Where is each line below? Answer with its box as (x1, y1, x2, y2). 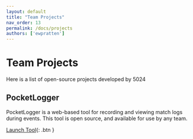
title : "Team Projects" (6, 14, 65, 20)
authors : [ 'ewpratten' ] (6, 31, 65, 37)
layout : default (6, 8, 46, 15)
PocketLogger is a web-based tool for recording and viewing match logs (6, 108, 183, 115)
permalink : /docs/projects (6, 25, 73, 31)
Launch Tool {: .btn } (6, 126, 54, 133)
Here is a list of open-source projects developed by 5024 (6, 76, 146, 83)
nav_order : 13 (6, 20, 41, 25)
